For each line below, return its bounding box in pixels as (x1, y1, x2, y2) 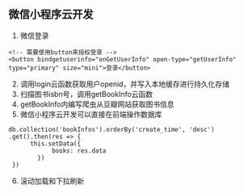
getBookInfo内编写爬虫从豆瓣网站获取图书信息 (19, 99, 175, 109)
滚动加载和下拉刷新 (19, 176, 85, 186)
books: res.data (51, 146, 107, 155)
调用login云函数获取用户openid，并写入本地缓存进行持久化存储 (19, 79, 230, 89)
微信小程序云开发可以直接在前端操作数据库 (19, 109, 162, 119)
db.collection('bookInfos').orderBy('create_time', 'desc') (8, 125, 216, 133)
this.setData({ (29, 140, 82, 148)
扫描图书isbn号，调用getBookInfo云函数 (19, 89, 154, 99)
